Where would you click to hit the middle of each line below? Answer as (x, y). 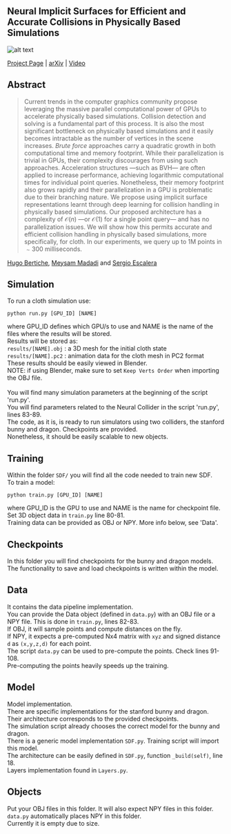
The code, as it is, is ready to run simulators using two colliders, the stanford (116, 422)
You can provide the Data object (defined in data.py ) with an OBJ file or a (111, 614)
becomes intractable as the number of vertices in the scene (109, 138)
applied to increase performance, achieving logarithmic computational (124, 175)
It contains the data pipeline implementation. (70, 606)
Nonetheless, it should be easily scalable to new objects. (88, 437)
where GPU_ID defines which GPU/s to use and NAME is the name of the (110, 326)
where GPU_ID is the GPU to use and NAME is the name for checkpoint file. (114, 508)
